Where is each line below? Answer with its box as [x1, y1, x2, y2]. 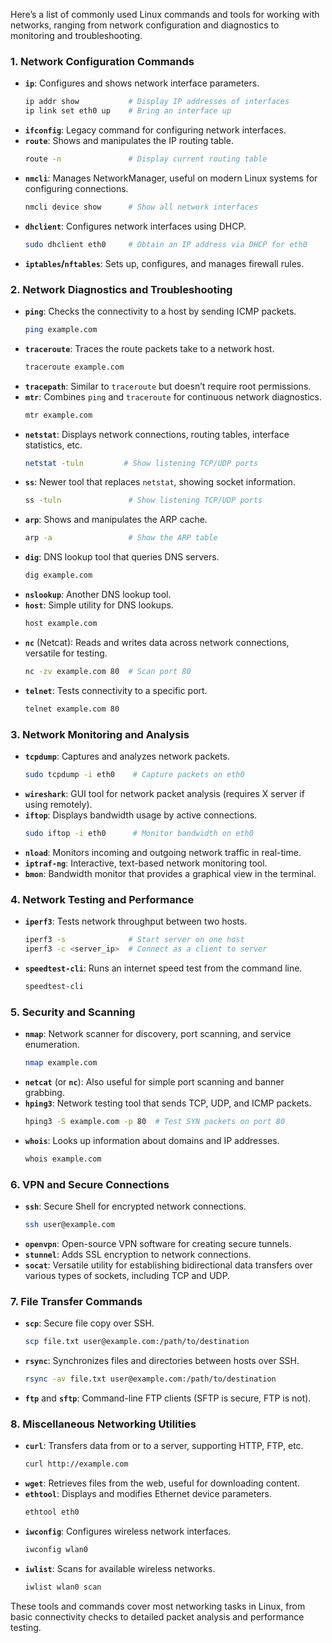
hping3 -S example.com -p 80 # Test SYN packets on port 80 [24, 1116, 286, 1126]
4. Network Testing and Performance [10, 892, 195, 906]
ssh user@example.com [24, 1219, 115, 1229]
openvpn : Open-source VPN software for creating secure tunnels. [24, 1237, 292, 1249]
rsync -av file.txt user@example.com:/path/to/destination [24, 1374, 277, 1384]
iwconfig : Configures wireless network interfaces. [24, 1525, 232, 1537]
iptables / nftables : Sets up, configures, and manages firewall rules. [24, 257, 305, 269]
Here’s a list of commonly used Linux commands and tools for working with [10, 9, 320, 20]
